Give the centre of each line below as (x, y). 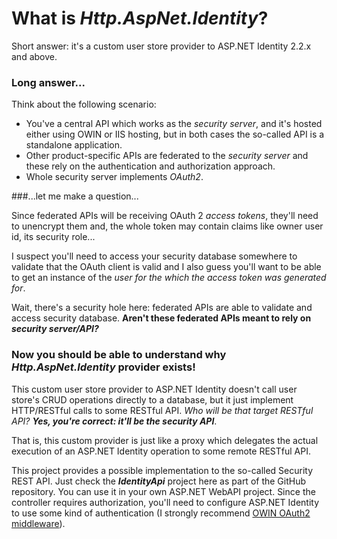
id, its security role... (53, 237)
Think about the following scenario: (84, 104)
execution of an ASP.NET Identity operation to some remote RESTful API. (161, 451)
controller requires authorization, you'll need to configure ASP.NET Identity (165, 502)
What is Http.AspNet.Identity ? (140, 18)
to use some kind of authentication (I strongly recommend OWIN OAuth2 (161, 513)
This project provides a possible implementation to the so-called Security (162, 470)
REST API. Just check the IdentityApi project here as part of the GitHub (159, 481)
